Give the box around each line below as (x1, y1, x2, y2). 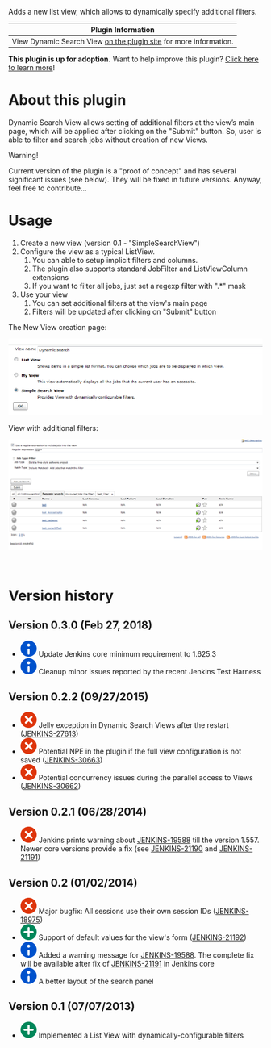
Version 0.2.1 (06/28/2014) (8, 804, 148, 818)
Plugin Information (90, 24, 155, 35)
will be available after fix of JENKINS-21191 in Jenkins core (19, 959, 215, 969)
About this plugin (8, 91, 127, 110)
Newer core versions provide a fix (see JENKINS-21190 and (19, 844, 218, 854)
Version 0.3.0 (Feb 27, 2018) (8, 619, 153, 633)
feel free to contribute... (8, 183, 87, 193)
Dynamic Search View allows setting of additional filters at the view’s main (8, 118, 255, 127)
